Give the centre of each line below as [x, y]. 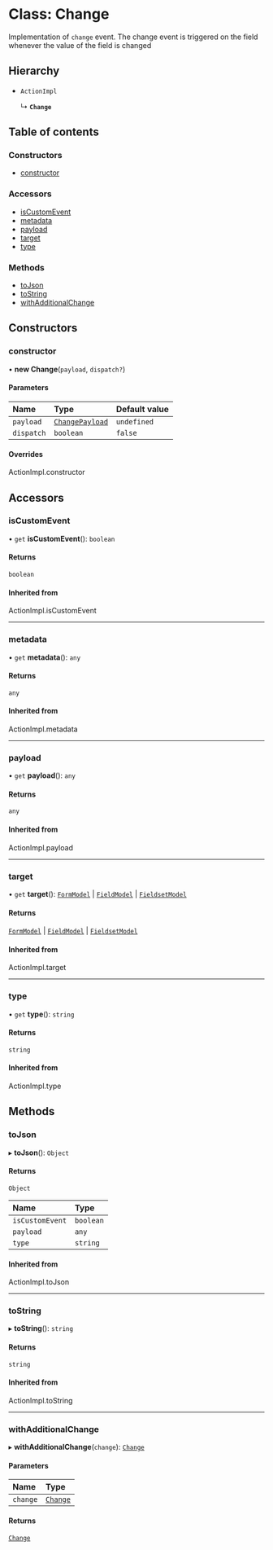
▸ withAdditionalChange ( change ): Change [76, 1447]
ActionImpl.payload [41, 847]
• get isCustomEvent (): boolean [62, 538]
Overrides [26, 454]
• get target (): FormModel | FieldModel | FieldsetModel [97, 894]
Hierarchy [34, 71]
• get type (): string [41, 1014]
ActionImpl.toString [41, 1400]
